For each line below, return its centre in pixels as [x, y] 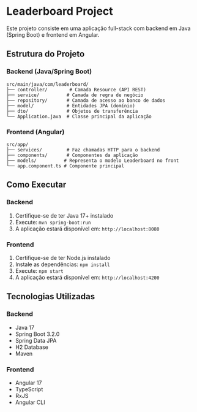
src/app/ [17, 144]
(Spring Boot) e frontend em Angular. [53, 34]
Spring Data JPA [36, 340]
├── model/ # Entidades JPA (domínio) [71, 105]
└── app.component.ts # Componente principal [65, 166]
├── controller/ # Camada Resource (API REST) [76, 90]
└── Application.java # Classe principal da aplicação [79, 116]
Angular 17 [28, 383]
